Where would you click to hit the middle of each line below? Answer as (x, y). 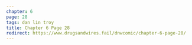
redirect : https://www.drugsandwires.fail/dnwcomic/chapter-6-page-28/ (96, 33)
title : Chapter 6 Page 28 (38, 28)
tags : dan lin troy (30, 22)
